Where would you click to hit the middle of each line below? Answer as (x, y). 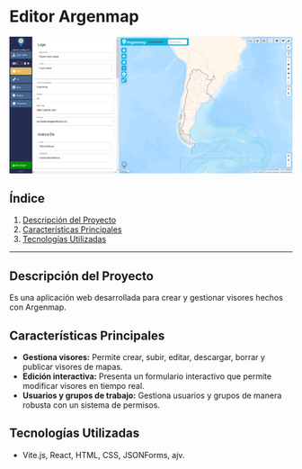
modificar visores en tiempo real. (84, 386)
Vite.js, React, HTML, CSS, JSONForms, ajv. (103, 455)
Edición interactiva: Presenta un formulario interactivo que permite (147, 376)
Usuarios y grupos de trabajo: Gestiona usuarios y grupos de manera (152, 396)
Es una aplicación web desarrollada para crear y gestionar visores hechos (146, 298)
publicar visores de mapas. (72, 367)
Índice (27, 198)
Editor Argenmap (74, 17)
